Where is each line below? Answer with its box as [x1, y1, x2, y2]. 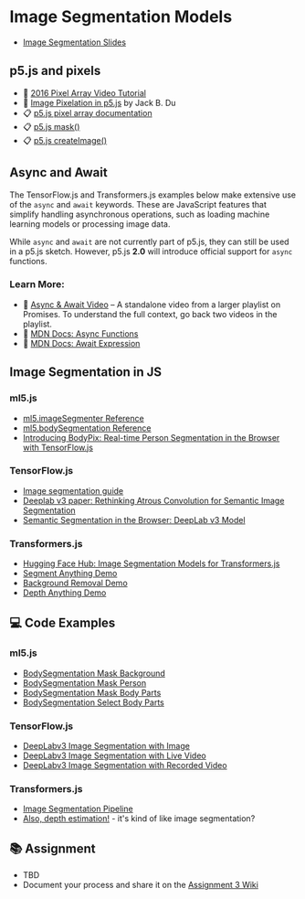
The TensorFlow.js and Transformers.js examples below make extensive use [9, 189, 297, 200]
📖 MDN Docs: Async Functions [22, 327, 139, 339]
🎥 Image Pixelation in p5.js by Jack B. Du [22, 97, 176, 108]
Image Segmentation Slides [22, 37, 126, 48]
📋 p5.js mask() [22, 121, 80, 132]
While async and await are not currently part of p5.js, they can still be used [9, 236, 289, 247]
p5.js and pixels [9, 63, 101, 79]
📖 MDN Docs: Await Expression [22, 337, 141, 348]
